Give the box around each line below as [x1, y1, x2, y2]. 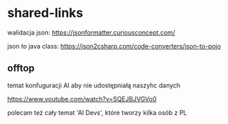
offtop [7, 62, 35, 75]
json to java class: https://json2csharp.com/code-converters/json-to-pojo [7, 42, 222, 50]
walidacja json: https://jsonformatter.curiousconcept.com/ [7, 28, 176, 37]
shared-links [7, 5, 84, 21]
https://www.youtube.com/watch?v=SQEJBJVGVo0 [7, 94, 157, 103]
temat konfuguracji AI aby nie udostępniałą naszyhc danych [7, 81, 181, 89]
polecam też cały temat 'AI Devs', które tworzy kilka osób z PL [7, 108, 188, 117]
